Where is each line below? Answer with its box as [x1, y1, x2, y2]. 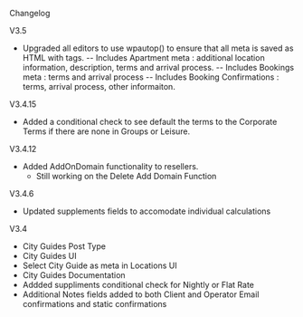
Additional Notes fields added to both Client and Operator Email [22, 289, 260, 300]
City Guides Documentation [22, 270, 126, 280]
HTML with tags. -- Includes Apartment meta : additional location [22, 53, 265, 62]
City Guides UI [22, 251, 77, 261]
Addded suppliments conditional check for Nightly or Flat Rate [22, 280, 255, 290]
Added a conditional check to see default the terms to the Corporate [22, 117, 278, 127]
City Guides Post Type [22, 241, 107, 252]
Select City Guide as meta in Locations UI [22, 260, 178, 271]
